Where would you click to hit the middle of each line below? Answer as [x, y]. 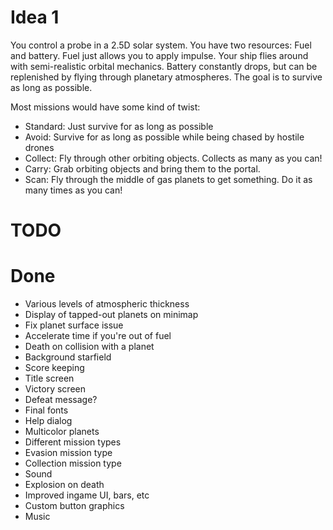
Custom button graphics [74, 506]
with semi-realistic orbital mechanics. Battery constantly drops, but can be [164, 66]
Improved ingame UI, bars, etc [87, 495]
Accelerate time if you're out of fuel [98, 336]
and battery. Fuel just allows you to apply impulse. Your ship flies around [159, 55]
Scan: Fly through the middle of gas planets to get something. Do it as [168, 179]
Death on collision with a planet [89, 347]
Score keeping [54, 368]
